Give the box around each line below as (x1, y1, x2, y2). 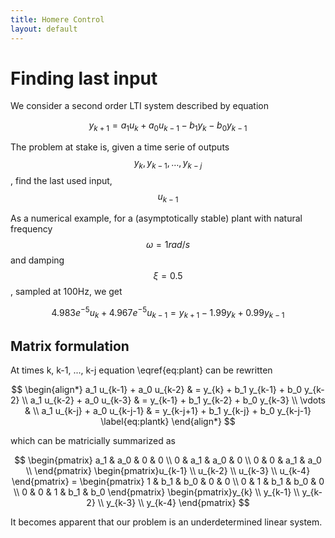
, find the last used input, (10, 175, 113, 187)
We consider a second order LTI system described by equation (10, 100, 270, 112)
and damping (10, 254, 65, 266)
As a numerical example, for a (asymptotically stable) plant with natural (10, 212, 303, 224)
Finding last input (10, 67, 158, 90)
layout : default (10, 24, 78, 34)
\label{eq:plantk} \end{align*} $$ (100, 416, 236, 428)
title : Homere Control (10, 14, 105, 25)
